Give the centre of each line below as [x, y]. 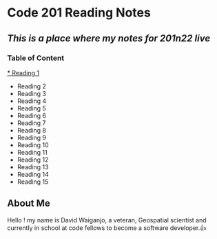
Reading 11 [32, 152]
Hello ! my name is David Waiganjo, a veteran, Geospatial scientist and [107, 220]
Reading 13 [33, 166]
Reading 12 [33, 160]
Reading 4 [32, 101]
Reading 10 [33, 145]
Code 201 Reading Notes [79, 13]
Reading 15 [33, 182]
